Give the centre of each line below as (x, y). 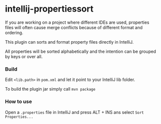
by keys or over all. (24, 56)
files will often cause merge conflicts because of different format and (74, 27)
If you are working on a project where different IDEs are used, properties (77, 22)
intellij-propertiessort (49, 9)
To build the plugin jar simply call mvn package (50, 89)
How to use (19, 102)
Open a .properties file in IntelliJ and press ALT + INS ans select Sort (74, 112)
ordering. (14, 32)
